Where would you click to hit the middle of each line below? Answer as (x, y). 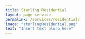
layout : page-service (28, 15)
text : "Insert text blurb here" (39, 29)
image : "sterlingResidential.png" (42, 24)
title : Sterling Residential (36, 10)
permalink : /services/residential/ (43, 19)
